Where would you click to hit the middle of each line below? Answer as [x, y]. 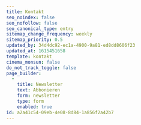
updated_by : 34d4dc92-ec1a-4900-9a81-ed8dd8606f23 [71, 46]
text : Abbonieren [39, 90]
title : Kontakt [25, 12]
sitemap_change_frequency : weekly [49, 34]
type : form [31, 101]
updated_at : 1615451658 [36, 51]
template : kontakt [29, 56]
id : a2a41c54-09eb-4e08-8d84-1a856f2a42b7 [60, 112]
